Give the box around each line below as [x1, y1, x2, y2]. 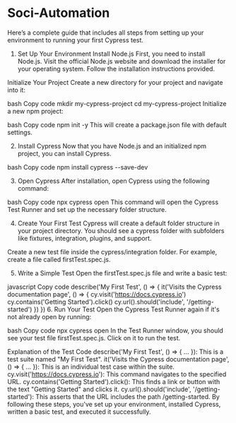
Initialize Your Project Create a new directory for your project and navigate [7, 78, 223, 86]
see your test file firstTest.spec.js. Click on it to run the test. [7, 333, 181, 342]
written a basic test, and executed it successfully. [7, 407, 151, 416]
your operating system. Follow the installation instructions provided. [17, 64, 216, 73]
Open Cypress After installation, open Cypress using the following [17, 177, 210, 185]
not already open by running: [7, 312, 92, 321]
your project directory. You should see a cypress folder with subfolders [17, 226, 225, 234]
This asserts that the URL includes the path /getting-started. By [35, 392, 220, 400]
